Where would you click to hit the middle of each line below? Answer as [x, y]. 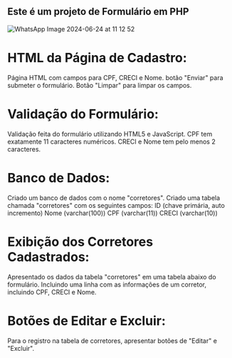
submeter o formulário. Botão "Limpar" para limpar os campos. [100, 85]
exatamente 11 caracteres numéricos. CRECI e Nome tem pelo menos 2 [111, 141]
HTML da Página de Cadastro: [97, 58]
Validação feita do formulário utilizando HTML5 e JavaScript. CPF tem [110, 134]
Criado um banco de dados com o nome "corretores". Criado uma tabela [114, 198]
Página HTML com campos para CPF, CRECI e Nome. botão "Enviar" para [115, 77]
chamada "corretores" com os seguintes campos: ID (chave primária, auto [116, 205]
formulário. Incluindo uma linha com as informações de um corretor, [107, 284]
